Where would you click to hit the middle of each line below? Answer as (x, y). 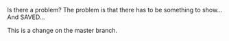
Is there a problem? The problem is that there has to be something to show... (115, 10)
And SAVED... (26, 17)
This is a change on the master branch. (62, 30)
